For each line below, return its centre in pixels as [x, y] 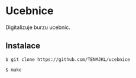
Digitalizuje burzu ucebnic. [38, 27]
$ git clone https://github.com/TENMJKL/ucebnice [68, 59]
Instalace [23, 46]
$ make [14, 70]
